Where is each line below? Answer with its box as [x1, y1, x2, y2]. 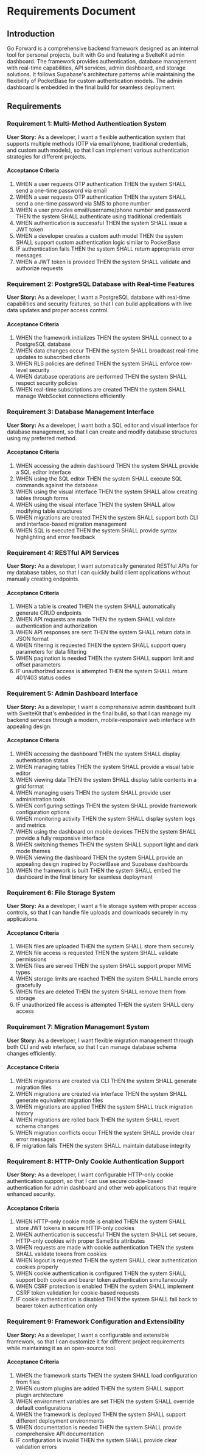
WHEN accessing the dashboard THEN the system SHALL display [15, 750, 181, 757]
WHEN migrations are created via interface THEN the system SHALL [15, 1090, 187, 1097]
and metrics [15, 821, 46, 829]
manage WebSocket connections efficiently [15, 392, 125, 400]
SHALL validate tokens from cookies [15, 1250, 107, 1257]
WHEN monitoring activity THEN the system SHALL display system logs [15, 815, 195, 822]
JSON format [15, 635, 49, 643]
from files [15, 1378, 40, 1385]
